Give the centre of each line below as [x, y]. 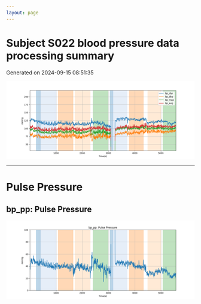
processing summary [60, 55]
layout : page [22, 13]
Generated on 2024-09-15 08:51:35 [50, 73]
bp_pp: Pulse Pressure [49, 209]
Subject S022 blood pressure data [93, 43]
